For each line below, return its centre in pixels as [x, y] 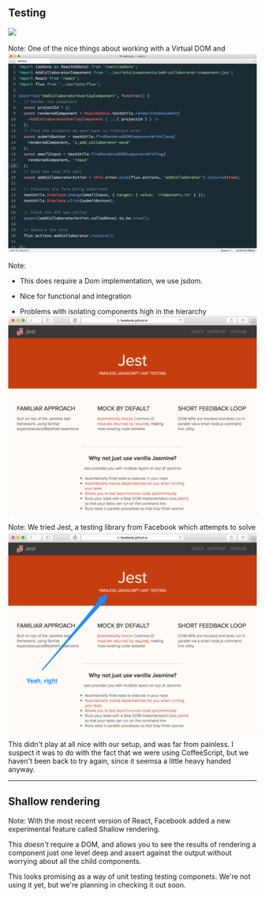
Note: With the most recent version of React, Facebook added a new [119, 820]
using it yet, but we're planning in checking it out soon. [97, 884]
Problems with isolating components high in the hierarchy [113, 311]
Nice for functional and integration [75, 296]
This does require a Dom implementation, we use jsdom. [111, 280]
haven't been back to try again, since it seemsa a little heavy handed [119, 761]
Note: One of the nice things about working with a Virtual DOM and [117, 48]
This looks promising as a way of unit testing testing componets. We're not [129, 876]
